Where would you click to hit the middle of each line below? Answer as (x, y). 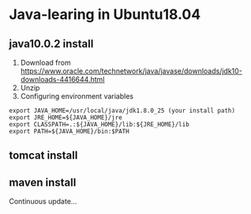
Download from (45, 62)
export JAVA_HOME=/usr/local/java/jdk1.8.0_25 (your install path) (122, 111)
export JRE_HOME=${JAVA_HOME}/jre (66, 118)
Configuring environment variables (77, 96)
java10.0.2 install (51, 44)
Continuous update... (43, 201)
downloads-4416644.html (62, 79)
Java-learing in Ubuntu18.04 (105, 15)
